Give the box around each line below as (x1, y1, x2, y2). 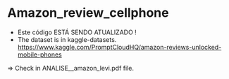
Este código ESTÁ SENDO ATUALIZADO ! (17, 28, 137, 36)
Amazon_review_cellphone (7, 5, 169, 21)
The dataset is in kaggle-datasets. (17, 35, 117, 43)
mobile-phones (17, 50, 62, 59)
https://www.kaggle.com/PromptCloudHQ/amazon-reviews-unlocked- (17, 43, 222, 51)
